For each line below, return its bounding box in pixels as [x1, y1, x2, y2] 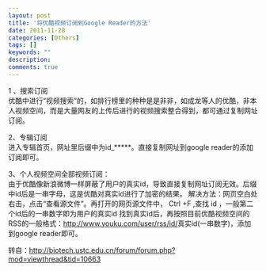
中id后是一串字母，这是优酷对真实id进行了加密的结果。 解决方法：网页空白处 [8, 189, 258, 198]
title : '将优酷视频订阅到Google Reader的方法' [8, 19, 152, 27]
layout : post [8, 11, 51, 20]
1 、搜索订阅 [8, 86, 48, 95]
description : [8, 56, 51, 64]
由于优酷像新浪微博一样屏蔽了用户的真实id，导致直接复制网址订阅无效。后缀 [8, 179, 257, 189]
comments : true [8, 63, 59, 71]
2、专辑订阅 [8, 132, 47, 142]
